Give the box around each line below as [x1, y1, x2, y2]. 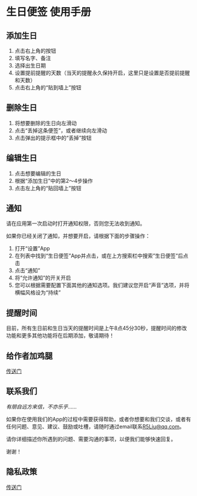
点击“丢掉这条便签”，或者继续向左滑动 [14, 127, 108, 134]
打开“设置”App [14, 245, 50, 252]
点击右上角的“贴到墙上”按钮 [14, 84, 82, 91]
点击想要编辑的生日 [14, 170, 62, 177]
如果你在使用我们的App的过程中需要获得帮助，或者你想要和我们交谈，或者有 [6, 415, 191, 423]
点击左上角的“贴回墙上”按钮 [14, 185, 82, 192]
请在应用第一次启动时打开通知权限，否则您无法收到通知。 [6, 220, 145, 227]
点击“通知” [14, 267, 41, 274]
